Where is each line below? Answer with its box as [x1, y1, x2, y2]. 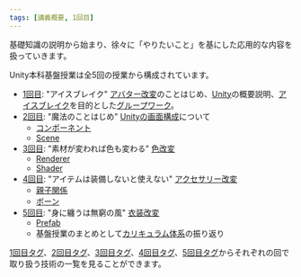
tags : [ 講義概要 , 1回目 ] [9, 13, 94, 22]
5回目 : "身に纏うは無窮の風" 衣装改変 [22, 207, 160, 218]
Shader [35, 163, 63, 174]
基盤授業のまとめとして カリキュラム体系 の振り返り [35, 228, 225, 238]
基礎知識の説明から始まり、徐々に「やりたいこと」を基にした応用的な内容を [9, 39, 293, 49]
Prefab [35, 217, 61, 228]
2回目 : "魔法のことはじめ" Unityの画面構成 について [22, 111, 211, 121]
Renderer [35, 153, 71, 164]
